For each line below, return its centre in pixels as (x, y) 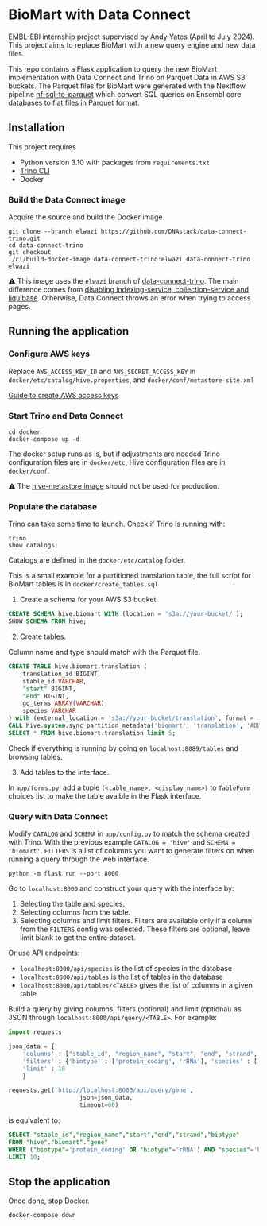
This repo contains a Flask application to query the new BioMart (113, 68)
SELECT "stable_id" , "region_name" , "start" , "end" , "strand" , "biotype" (124, 1135)
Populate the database (53, 506)
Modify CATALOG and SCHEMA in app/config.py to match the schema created (129, 834)
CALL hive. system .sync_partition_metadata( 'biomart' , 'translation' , (126, 726)
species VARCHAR (50, 711)
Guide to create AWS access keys (64, 395)
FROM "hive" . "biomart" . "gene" (58, 1142)
